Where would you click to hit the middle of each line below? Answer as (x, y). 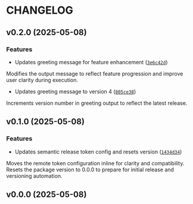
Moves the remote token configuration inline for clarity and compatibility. (95, 163)
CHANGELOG (40, 10)
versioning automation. (34, 175)
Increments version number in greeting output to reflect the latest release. (97, 103)
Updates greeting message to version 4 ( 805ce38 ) (75, 91)
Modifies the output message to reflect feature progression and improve (95, 73)
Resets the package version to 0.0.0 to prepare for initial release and (90, 170)
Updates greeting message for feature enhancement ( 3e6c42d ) (91, 62)
